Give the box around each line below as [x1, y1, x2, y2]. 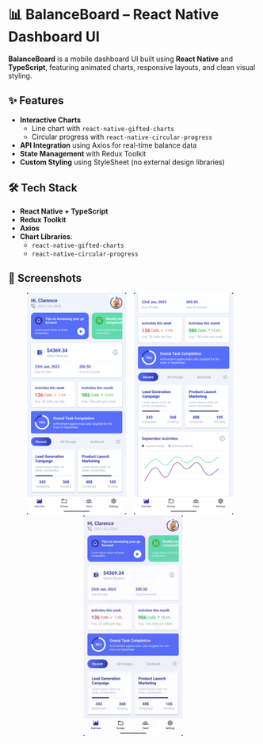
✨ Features [8, 94, 64, 107]
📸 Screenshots [8, 271, 82, 285]
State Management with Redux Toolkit [19, 148, 147, 158]
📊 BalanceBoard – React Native [8, 6, 219, 24]
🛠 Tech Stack [8, 181, 78, 195]
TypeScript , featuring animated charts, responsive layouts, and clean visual [8, 62, 256, 71]
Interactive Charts [19, 115, 82, 125]
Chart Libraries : [19, 231, 73, 241]
